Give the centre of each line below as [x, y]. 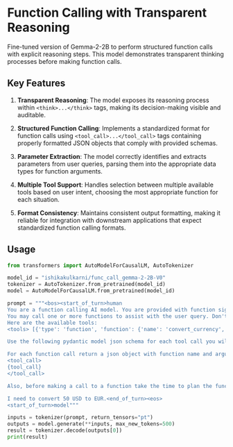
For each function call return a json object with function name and [110, 354]
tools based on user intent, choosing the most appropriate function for [118, 192]
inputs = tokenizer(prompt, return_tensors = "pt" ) [80, 418]
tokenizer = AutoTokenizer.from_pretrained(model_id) [87, 285]
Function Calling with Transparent [107, 13]
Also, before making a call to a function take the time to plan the [110, 386]
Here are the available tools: [52, 323]
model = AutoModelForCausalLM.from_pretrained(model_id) [91, 291]
